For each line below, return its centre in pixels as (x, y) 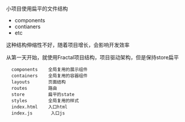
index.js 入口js (38, 113)
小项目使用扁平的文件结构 (37, 9)
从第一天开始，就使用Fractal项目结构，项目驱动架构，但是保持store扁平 (92, 57)
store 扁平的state (43, 94)
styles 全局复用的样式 (45, 101)
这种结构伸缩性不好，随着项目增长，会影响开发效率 (68, 45)
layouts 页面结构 (39, 82)
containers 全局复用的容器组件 (50, 76)
